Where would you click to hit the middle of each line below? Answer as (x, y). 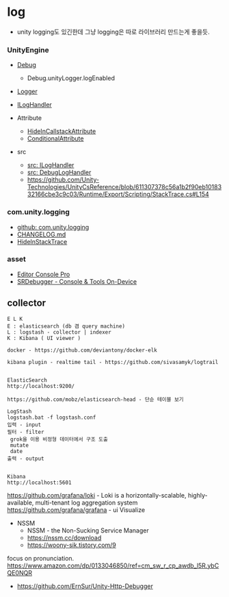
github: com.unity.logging (53, 227)
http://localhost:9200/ (41, 386)
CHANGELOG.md (41, 234)
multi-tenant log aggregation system (86, 502)
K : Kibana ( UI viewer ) (44, 338)
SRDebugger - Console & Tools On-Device (77, 281)
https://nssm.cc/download (64, 537)
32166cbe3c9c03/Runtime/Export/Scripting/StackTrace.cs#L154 (118, 194)
